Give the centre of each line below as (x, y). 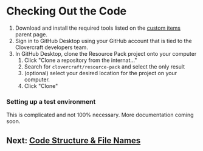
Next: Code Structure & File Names (74, 140)
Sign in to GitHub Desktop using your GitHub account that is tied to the (104, 41)
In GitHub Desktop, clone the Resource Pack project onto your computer (106, 53)
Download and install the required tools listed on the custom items (98, 28)
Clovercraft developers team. (51, 47)
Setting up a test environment (51, 101)
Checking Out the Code (67, 11)
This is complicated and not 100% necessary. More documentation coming (100, 115)
